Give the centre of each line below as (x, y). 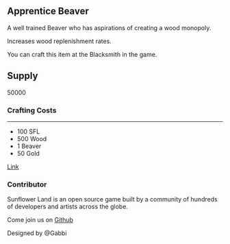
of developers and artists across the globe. (68, 207)
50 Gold (28, 153)
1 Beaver (29, 146)
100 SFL (28, 131)
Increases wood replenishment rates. (59, 41)
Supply (23, 76)
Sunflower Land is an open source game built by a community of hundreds (112, 199)
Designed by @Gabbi (37, 233)
